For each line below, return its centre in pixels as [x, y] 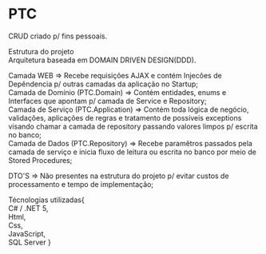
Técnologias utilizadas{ [47, 200]
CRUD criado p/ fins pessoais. [58, 36]
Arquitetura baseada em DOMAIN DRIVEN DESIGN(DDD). [102, 60]
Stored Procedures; [40, 160]
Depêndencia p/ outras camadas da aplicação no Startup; [103, 84]
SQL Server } [30, 242]
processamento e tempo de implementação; [81, 184]
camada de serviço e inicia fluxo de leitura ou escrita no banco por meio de [133, 152]
